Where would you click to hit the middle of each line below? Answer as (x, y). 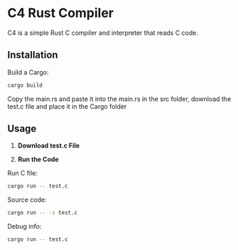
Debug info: (25, 227)
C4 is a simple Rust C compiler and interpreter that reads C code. (103, 33)
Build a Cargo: (28, 72)
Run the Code (38, 159)
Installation (33, 55)
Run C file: (22, 173)
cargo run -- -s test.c (43, 213)
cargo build (25, 85)
